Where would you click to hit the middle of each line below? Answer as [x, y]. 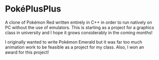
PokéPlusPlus [33, 9]
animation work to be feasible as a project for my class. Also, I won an [74, 47]
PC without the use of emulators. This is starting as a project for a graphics [80, 27]
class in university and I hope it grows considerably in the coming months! [79, 32]
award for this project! [27, 52]
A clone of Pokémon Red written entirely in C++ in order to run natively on [79, 22]
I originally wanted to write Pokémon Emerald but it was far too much [74, 42]
